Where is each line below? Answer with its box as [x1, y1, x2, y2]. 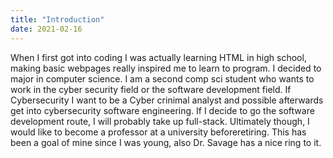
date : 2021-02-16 [10, 24, 83, 34]
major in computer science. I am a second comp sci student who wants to [10, 72, 315, 85]
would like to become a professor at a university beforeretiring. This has [10, 126, 307, 138]
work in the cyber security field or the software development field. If [10, 83, 292, 95]
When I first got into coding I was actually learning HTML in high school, [10, 51, 307, 63]
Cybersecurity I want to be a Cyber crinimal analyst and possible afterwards [10, 94, 324, 106]
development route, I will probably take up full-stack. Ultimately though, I [10, 115, 310, 127]
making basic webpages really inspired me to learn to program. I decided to [10, 62, 322, 74]
